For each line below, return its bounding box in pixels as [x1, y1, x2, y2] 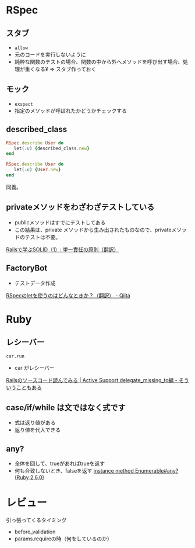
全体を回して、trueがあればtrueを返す [14, 460, 105, 467]
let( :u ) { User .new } [13, 167, 61, 173]
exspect [14, 101, 33, 107]
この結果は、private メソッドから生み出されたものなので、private [14, 226, 172, 233]
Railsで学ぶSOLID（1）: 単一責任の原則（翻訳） [6, 246, 119, 253]
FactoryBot [6, 263, 48, 273]
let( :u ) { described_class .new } [13, 145, 90, 151]
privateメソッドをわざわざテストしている [6, 202, 155, 212]
